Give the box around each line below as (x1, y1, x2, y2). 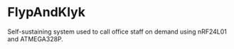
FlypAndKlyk (7, 4, 86, 20)
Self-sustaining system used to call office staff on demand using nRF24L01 (7, 27, 228, 36)
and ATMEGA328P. (7, 34, 64, 43)
